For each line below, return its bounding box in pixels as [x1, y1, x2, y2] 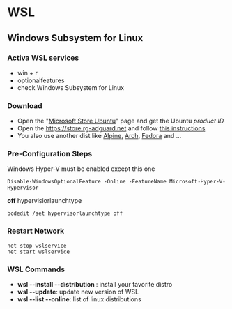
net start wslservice [7, 248, 70, 255]
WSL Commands [7, 264, 65, 274]
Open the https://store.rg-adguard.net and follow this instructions [17, 124, 206, 133]
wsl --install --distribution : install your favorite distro [17, 280, 173, 289]
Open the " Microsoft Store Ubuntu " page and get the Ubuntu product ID [17, 116, 224, 126]
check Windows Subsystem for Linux [17, 83, 124, 91]
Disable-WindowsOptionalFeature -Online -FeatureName [7, 179, 167, 186]
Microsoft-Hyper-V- [169, 179, 226, 186]
